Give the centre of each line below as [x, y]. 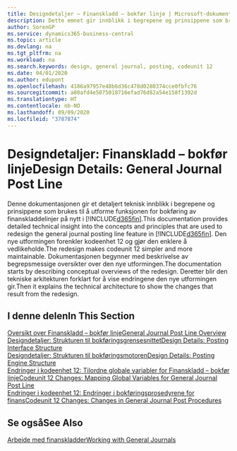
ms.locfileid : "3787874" [44, 119]
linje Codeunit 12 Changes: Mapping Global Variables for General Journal [112, 378]
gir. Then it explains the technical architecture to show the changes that [110, 286]
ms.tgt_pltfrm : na [34, 54]
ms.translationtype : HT [42, 100]
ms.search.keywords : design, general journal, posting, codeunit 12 [110, 66]
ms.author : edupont [36, 80]
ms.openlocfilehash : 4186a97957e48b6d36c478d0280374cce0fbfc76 [102, 86]
